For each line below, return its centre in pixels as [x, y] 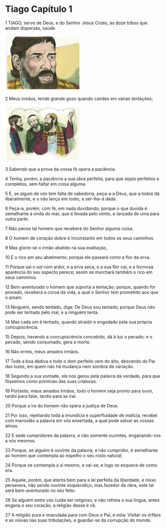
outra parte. [17, 219]
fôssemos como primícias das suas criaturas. [51, 381]
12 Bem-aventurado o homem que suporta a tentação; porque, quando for [80, 287]
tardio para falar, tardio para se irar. [41, 396]
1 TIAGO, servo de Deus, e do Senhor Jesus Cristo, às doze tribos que [76, 23]
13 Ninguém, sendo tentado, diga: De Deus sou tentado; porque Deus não [80, 307]
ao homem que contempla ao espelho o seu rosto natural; [64, 455]
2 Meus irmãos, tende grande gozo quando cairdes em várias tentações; [79, 98]
